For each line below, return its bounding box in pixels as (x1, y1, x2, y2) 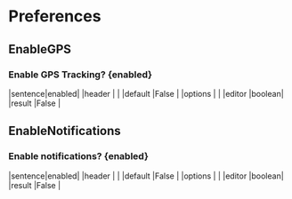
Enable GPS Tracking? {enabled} (8, 68, 153, 81)
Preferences (8, 6, 101, 27)
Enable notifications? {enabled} (8, 150, 149, 163)
